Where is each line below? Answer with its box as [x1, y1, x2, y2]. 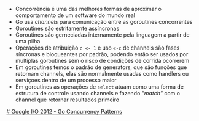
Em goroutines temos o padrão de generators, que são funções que [15, 64, 187, 71]
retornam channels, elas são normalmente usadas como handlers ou [15, 70, 189, 77]
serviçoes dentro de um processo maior [15, 76, 117, 84]
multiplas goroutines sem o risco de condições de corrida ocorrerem [15, 57, 189, 64]
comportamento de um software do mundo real [15, 12, 135, 19]
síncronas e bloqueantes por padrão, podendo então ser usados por [15, 51, 189, 57]
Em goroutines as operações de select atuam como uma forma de [15, 83, 184, 90]
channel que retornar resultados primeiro [15, 96, 120, 103]
